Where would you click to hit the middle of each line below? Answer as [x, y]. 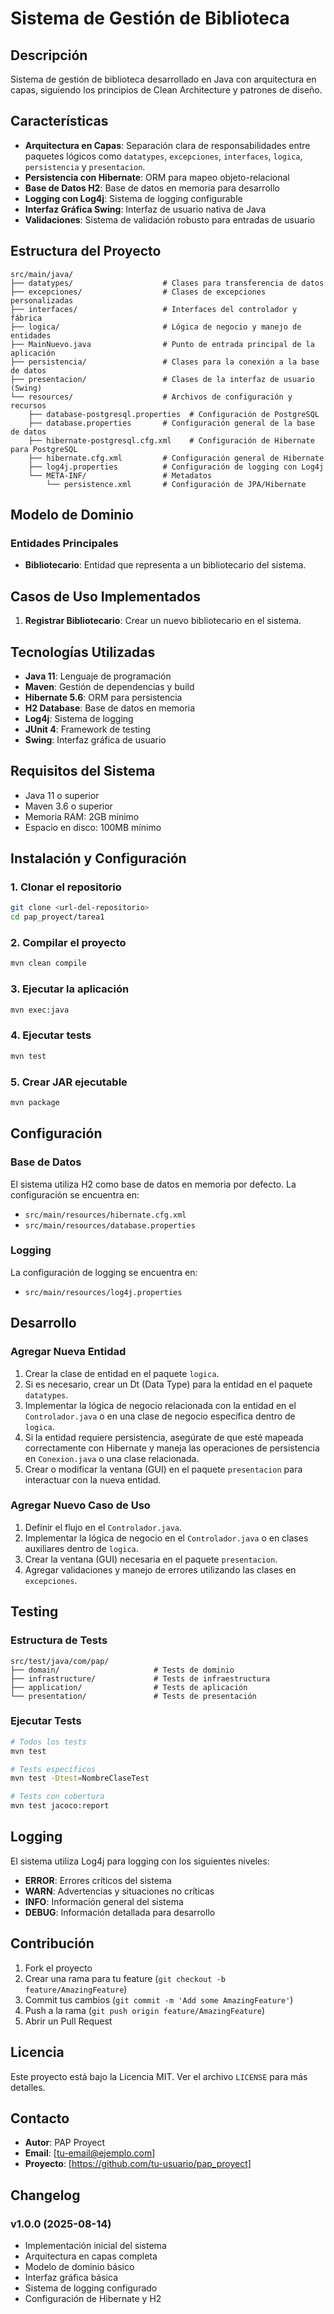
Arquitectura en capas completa [91, 2256]
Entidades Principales [64, 543]
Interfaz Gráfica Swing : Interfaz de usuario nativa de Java [145, 209]
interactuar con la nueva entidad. [93, 1479]
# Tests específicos [53, 1769]
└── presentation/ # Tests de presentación [133, 1696]
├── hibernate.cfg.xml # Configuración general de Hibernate [176, 458]
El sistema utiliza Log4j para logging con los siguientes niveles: [140, 1861]
